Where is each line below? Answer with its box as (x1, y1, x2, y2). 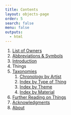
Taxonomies (12, 68, 37, 74)
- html (9, 35, 23, 39)
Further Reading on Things (12, 94, 66, 100)
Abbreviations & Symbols (12, 53, 63, 58)
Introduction (12, 58, 37, 64)
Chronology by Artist (19, 74, 62, 79)
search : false (5, 20, 34, 26)
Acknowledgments (12, 99, 50, 105)
